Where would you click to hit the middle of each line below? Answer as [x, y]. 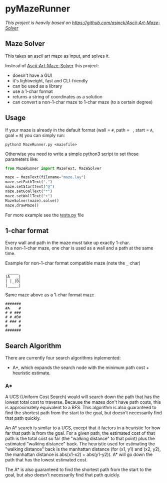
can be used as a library [37, 86]
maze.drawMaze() [22, 205]
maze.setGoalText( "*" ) [29, 191]
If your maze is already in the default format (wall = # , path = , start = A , [79, 130]
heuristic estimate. [31, 373]
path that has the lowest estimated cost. [46, 460]
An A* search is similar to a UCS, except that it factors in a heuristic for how [83, 428]
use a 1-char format [33, 91]
